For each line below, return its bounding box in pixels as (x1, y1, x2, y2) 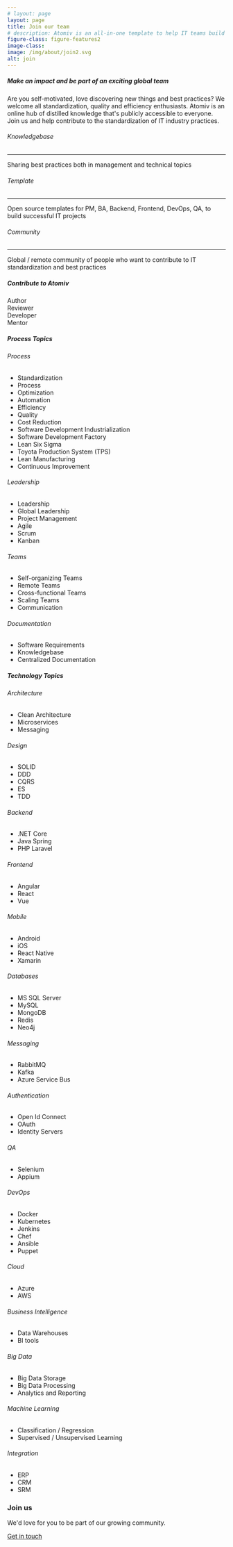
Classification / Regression (17, 1425, 94, 1434)
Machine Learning (7, 1405, 60, 1413)
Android (17, 934, 40, 942)
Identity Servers (17, 1127, 64, 1136)
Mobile (7, 913, 27, 921)
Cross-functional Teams (17, 588, 87, 597)
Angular (17, 882, 40, 890)
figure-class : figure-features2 (7, 36, 101, 43)
